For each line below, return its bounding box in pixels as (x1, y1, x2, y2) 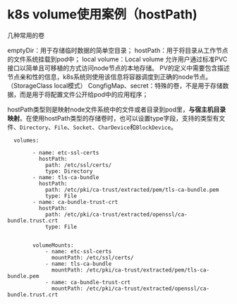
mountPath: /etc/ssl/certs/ (51, 254, 134, 261)
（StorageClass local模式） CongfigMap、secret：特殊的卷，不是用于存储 (7, 81, 224, 90)
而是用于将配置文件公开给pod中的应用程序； (19, 90, 149, 99)
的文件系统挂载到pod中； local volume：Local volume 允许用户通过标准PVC (7, 54, 228, 63)
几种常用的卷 (7, 31, 44, 39)
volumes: (13, 137, 39, 144)
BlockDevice (135, 124, 171, 131)
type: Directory (44, 167, 93, 175)
